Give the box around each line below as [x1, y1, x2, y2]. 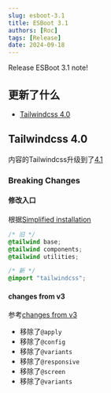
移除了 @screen [19, 367, 65, 376]
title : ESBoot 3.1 [8, 19, 68, 27]
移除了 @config [19, 337, 65, 346]
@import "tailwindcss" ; [8, 275, 87, 283]
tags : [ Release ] [8, 33, 61, 42]
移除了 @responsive [19, 356, 80, 366]
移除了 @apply [19, 327, 62, 337]
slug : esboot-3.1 [8, 11, 65, 20]
